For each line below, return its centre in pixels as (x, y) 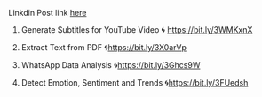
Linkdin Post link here (48, 13)
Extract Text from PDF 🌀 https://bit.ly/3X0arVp (104, 47)
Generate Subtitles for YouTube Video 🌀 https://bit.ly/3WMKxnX (137, 30)
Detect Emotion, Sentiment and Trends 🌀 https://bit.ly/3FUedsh (135, 82)
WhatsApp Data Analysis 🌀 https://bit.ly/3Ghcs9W (111, 65)
